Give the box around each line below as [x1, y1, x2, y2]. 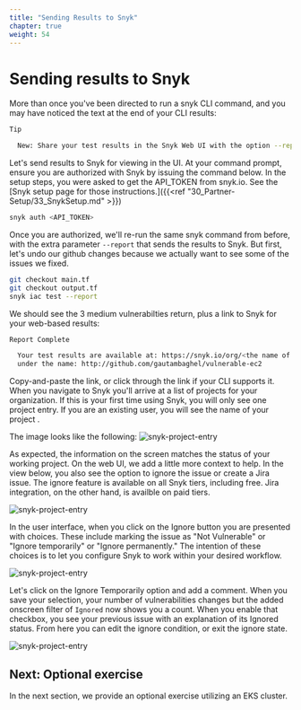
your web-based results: [9, 318, 100, 329]
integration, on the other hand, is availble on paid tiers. [9, 486, 211, 498]
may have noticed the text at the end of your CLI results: [9, 108, 217, 118]
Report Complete [9, 335, 70, 344]
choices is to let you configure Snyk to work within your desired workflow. [9, 550, 282, 561]
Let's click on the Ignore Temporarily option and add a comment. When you [9, 585, 288, 596]
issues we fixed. [9, 258, 69, 268]
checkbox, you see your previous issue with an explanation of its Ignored [9, 614, 279, 625]
